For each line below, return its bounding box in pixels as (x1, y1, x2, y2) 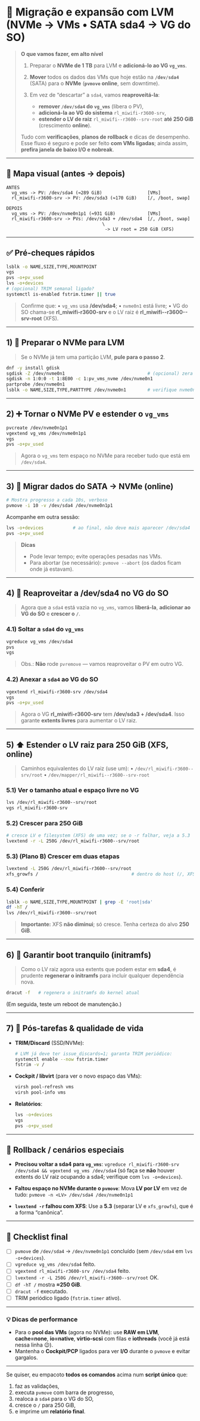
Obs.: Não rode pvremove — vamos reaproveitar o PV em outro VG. (20, 661, 184, 668)
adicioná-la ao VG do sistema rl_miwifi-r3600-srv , (38, 109, 167, 116)
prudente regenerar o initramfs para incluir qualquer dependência (20, 972, 184, 979)
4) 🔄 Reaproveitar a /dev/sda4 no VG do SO (6, 589, 169, 599)
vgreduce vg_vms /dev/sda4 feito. (14, 1261, 96, 1268)
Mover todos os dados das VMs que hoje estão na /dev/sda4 (29, 73, 180, 80)
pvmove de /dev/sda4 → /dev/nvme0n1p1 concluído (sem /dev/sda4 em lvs (14, 1248, 193, 1255)
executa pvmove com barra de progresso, (14, 1389, 115, 1396)
